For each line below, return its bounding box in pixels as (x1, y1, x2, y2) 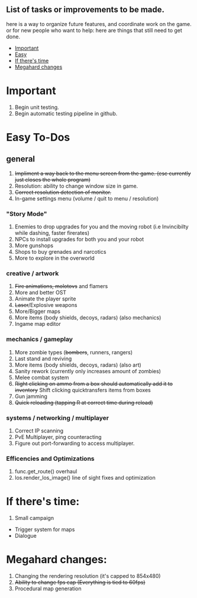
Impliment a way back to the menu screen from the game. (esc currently (14, 170, 191, 177)
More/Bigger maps (14, 308, 61, 315)
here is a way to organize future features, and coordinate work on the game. (6, 20, 192, 27)
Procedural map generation (14, 585, 82, 592)
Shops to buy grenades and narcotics (14, 248, 106, 256)
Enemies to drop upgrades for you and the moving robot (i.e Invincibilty (14, 223, 189, 230)
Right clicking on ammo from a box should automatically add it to (14, 380, 173, 387)
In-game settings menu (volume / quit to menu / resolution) (14, 195, 159, 202)
